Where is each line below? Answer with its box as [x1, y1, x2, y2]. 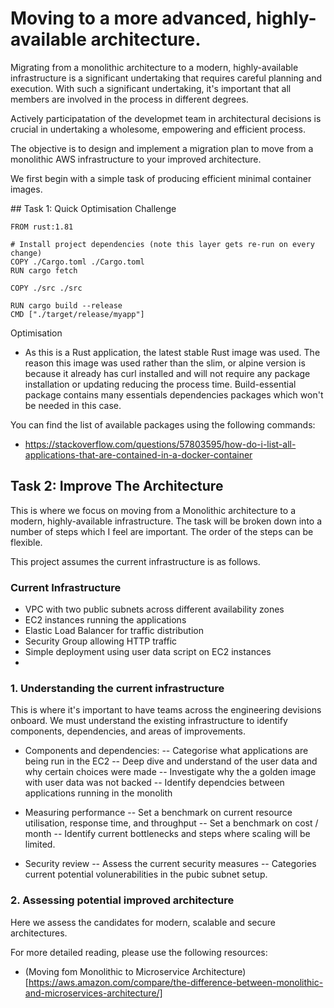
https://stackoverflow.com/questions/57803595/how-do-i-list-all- [24, 438, 297, 450]
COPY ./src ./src [10, 283, 83, 293]
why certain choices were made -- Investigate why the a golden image [24, 766, 317, 778]
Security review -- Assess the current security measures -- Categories [24, 858, 317, 870]
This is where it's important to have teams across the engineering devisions [10, 704, 322, 716]
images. [10, 183, 43, 195]
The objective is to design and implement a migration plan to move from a [10, 142, 314, 154]
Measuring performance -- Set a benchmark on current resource [24, 807, 293, 819]
